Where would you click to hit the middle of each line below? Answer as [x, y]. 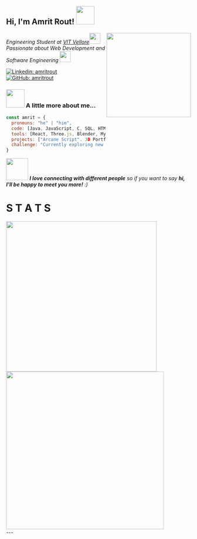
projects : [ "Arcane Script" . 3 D [51, 139]
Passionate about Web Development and [56, 48]
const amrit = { [26, 118]
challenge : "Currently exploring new [57, 145]
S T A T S [28, 208]
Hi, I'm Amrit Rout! [40, 22]
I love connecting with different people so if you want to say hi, [107, 178]
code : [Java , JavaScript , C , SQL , [53, 128]
